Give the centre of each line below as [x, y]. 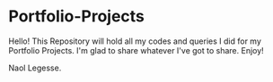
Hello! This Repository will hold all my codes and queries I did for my [135, 41]
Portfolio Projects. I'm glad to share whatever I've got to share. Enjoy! [136, 50]
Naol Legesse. [35, 68]
